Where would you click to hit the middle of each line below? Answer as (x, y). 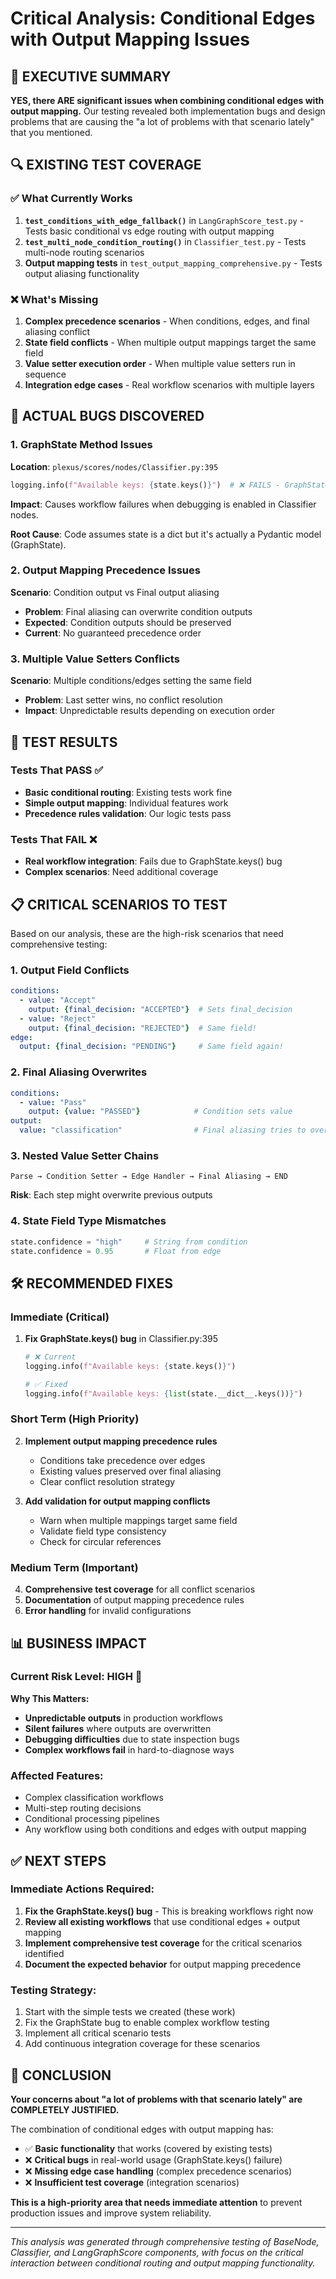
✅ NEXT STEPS (58, 1860)
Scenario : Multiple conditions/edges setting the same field (131, 681)
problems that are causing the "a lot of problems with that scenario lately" (162, 121)
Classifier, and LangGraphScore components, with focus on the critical (157, 2252)
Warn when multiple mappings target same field (138, 1520)
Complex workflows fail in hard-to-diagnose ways (129, 1749)
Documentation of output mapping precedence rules (134, 1600)
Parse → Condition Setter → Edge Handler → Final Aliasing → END (149, 1177)
